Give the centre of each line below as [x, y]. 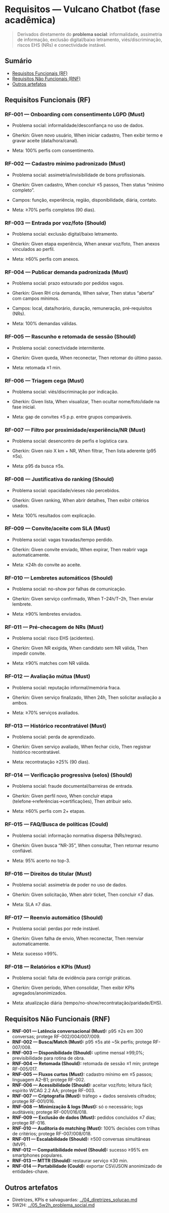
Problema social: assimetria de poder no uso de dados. [70, 884]
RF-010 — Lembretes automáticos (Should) [59, 578]
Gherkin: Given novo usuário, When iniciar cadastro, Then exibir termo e [87, 135]
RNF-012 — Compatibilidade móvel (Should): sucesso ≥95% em [80, 1150]
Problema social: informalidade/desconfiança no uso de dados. [78, 125]
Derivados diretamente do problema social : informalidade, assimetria [90, 34]
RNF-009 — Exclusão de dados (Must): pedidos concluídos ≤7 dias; [84, 1118]
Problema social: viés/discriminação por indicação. [65, 392]
